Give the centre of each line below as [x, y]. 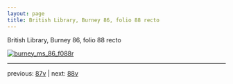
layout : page [26, 14]
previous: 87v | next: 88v [43, 73]
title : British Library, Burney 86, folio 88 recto [83, 20]
